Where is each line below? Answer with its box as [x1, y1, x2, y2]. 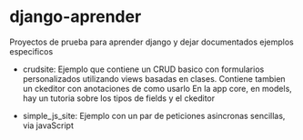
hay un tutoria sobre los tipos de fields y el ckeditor [22, 93, 216, 104]
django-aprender [9, 6, 142, 27]
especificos [9, 45, 54, 56]
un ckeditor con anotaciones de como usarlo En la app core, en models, [22, 83, 293, 94]
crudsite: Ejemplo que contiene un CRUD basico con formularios [22, 64, 265, 75]
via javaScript [22, 120, 75, 131]
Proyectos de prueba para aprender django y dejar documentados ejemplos [9, 36, 294, 47]
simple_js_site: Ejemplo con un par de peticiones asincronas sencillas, [22, 110, 286, 121]
